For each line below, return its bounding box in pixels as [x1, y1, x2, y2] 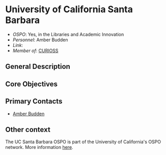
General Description [5, 62, 70, 71]
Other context [5, 125, 51, 134]
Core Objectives [5, 80, 58, 88]
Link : [12, 42, 23, 48]
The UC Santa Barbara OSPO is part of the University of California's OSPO [5, 139, 161, 145]
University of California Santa [5, 4, 133, 15]
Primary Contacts [5, 97, 63, 106]
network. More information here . [5, 144, 73, 150]
